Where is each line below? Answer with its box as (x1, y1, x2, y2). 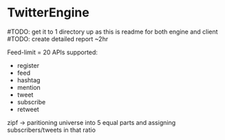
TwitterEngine (7, 5, 89, 21)
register (17, 61, 40, 69)
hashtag (17, 75, 41, 84)
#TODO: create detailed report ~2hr (7, 34, 109, 43)
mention (17, 83, 41, 91)
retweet (17, 105, 39, 113)
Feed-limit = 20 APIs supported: (7, 48, 98, 56)
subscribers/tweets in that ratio (7, 126, 96, 134)
